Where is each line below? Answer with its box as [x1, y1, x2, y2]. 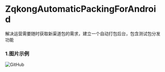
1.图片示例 [5, 50, 30, 57]
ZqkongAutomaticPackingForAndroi [5, 3, 156, 15]
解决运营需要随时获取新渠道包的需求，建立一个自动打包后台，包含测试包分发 [5, 30, 161, 36]
